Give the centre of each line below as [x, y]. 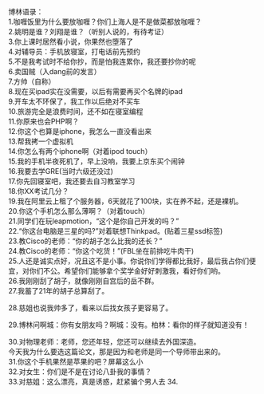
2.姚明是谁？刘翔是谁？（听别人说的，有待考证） [89, 32]
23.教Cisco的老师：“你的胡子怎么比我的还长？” [85, 241]
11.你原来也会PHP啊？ [44, 121]
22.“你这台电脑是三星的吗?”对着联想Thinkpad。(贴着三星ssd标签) [116, 231]
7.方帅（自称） [32, 81]
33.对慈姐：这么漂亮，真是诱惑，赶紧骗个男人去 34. [93, 382]
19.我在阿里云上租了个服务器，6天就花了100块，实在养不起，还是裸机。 [126, 201]
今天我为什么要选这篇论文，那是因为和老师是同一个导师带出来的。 [116, 352]
